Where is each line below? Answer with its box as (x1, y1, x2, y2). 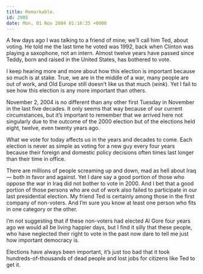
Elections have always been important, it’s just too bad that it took (6, 249, 170, 256)
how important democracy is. (6, 236, 80, 244)
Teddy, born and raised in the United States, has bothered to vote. (6, 56, 171, 64)
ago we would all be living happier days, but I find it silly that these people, (6, 224, 193, 231)
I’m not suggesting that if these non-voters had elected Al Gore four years (6, 217, 191, 224)
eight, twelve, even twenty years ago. (6, 125, 100, 132)
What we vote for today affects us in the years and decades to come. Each (6, 136, 193, 143)
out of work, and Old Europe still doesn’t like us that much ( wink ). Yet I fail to (6, 80, 197, 88)
